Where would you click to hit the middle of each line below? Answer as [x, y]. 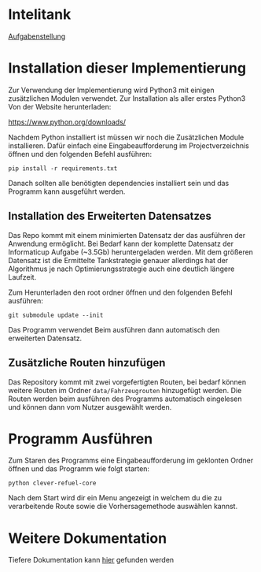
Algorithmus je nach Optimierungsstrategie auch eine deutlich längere [121, 269]
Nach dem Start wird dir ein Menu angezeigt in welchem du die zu [115, 498]
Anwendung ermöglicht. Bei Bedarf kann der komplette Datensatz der [121, 243]
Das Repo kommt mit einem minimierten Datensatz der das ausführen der [127, 235]
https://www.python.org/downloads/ [67, 122]
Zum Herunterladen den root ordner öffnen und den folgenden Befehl [121, 292]
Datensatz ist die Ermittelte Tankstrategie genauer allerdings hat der [118, 260]
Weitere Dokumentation [88, 538]
